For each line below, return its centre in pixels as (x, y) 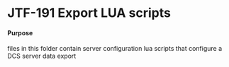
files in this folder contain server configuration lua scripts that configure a (115, 49)
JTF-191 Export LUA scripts (89, 13)
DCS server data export (42, 56)
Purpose (20, 32)
